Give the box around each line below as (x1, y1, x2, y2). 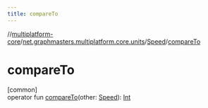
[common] (7, 85, 37, 94)
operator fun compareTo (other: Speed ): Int (7, 92, 131, 101)
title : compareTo (7, 10, 59, 18)
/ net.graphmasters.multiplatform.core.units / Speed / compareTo (20, 37, 201, 46)
